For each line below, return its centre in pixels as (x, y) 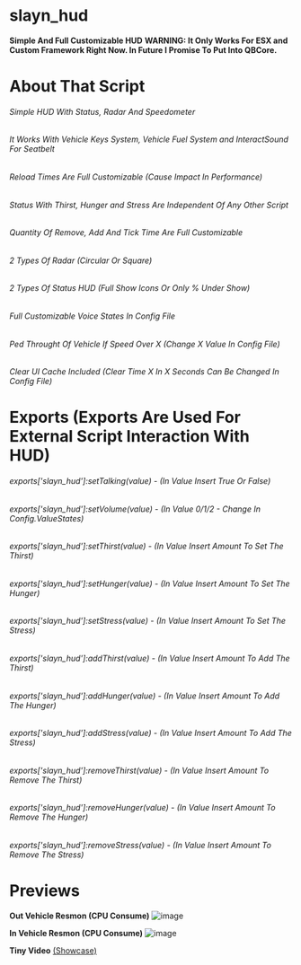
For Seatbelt (32, 149)
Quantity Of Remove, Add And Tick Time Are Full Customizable (126, 232)
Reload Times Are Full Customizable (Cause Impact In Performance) (136, 177)
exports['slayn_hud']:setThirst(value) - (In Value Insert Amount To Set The (146, 546)
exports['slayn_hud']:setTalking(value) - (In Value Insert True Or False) (140, 480)
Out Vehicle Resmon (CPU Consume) (80, 916)
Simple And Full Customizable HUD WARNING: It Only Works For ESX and (149, 40)
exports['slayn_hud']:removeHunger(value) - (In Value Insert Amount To (142, 808)
